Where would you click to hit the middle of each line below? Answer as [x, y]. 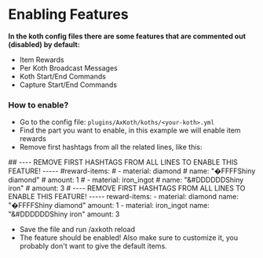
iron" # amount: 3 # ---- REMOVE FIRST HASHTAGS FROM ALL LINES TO [127, 188]
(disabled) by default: [44, 44]
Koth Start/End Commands [62, 76]
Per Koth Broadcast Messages [68, 67]
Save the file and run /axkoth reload [77, 230]
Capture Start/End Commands [68, 85]
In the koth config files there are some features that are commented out [127, 36]
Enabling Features [68, 15]
